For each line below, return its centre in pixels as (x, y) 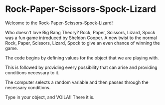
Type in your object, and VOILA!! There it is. (50, 97)
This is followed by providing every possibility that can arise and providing (82, 67)
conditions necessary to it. (32, 72)
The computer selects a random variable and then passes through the (77, 82)
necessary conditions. (28, 87)
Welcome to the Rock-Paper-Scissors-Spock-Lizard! (59, 23)
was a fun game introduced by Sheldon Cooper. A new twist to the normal (81, 38)
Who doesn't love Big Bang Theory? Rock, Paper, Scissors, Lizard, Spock (80, 32)
